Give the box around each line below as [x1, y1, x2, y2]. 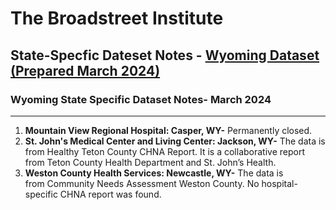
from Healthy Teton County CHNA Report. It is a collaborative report [24, 145, 305, 157]
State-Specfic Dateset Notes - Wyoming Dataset [10, 47, 320, 64]
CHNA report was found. [59, 188, 162, 200]
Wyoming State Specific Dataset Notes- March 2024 [10, 92, 272, 106]
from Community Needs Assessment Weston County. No [24, 177, 260, 189]
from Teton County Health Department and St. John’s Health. [24, 156, 277, 168]
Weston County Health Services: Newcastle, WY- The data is [24, 167, 284, 179]
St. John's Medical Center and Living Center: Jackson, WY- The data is [24, 135, 326, 147]
